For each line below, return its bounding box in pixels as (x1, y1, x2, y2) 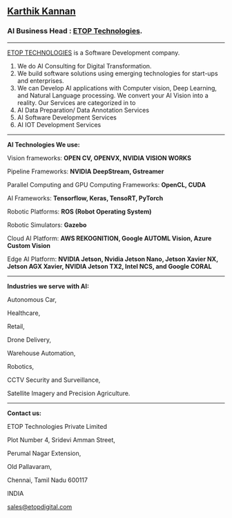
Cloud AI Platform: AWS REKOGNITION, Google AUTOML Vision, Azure (7, 234, 212, 242)
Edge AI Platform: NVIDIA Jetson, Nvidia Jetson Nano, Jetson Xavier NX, (7, 255, 219, 263)
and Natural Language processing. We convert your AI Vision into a (17, 91, 209, 99)
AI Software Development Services (17, 113, 117, 122)
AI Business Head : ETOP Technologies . (7, 26, 143, 36)
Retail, (7, 322, 26, 330)
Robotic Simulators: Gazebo (7, 220, 87, 229)
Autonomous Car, (7, 295, 57, 303)
